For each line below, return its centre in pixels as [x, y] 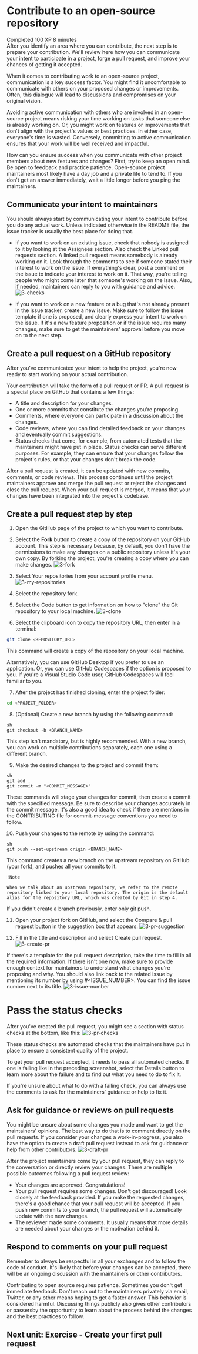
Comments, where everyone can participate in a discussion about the [99, 415]
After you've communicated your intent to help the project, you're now [92, 368]
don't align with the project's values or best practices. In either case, [90, 131]
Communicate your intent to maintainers [82, 205]
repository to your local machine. [55, 611]
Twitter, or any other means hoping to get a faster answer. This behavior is [97, 1298]
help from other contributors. [42, 1149]
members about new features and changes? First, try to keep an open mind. [98, 161]
